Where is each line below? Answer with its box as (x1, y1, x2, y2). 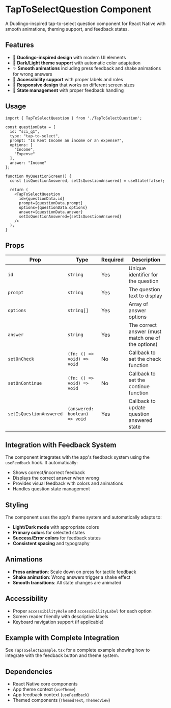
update (128, 404, 146, 411)
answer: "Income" (10, 160, 47, 166)
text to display (128, 292, 162, 299)
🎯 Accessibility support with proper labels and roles (12, 76, 123, 82)
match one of (128, 335, 160, 342)
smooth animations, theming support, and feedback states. (5, 26, 129, 32)
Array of (128, 300, 149, 308)
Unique (128, 265, 146, 272)
